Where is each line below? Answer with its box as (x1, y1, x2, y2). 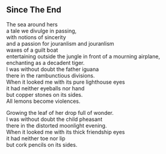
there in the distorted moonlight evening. (6, 122, 107, 129)
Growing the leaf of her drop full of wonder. (6, 109, 114, 116)
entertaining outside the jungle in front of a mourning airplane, (6, 52, 161, 60)
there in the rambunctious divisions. (6, 72, 95, 79)
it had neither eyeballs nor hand (6, 84, 85, 92)
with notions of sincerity (6, 33, 66, 41)
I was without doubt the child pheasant (6, 115, 103, 123)
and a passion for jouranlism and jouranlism (6, 40, 114, 47)
